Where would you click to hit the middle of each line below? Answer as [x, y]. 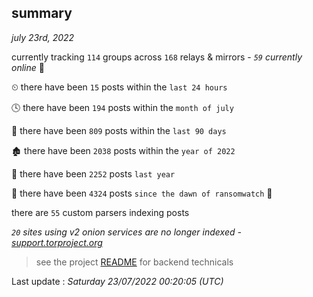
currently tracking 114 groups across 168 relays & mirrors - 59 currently [157, 57]
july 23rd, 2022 [43, 37]
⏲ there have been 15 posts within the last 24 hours [119, 87]
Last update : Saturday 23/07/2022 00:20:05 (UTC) [117, 281]
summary [42, 13]
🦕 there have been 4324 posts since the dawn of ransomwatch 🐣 [142, 193]
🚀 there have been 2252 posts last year [93, 173]
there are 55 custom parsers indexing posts [100, 212]
